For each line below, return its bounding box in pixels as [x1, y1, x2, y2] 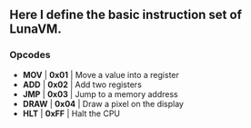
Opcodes [9, 49, 51, 62]
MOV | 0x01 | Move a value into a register [22, 69, 180, 80]
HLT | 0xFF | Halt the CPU [22, 108, 121, 119]
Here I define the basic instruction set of [9, 7, 243, 23]
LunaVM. [9, 22, 62, 37]
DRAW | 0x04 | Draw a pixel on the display [22, 98, 185, 109]
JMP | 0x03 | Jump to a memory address [22, 88, 179, 99]
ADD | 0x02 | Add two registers [22, 79, 143, 90]
